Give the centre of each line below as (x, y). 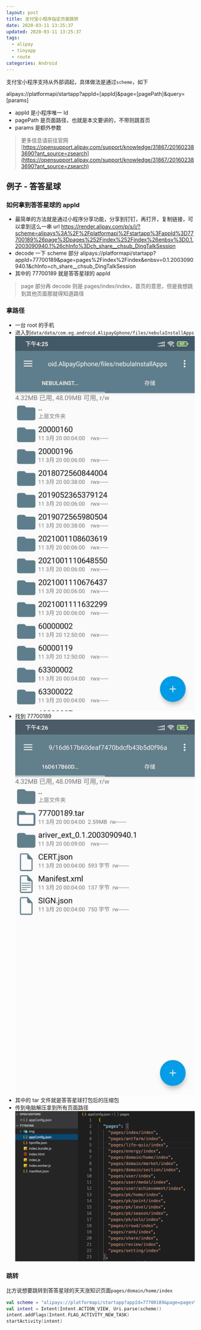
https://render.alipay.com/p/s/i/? (100, 227)
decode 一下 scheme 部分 (47, 253)
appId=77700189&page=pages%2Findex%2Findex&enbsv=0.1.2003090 (104, 260)
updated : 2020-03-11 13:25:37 (44, 32)
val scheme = (22, 1302)
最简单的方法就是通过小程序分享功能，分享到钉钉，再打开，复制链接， (101, 219)
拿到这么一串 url (40, 227)
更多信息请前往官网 (45, 140)
